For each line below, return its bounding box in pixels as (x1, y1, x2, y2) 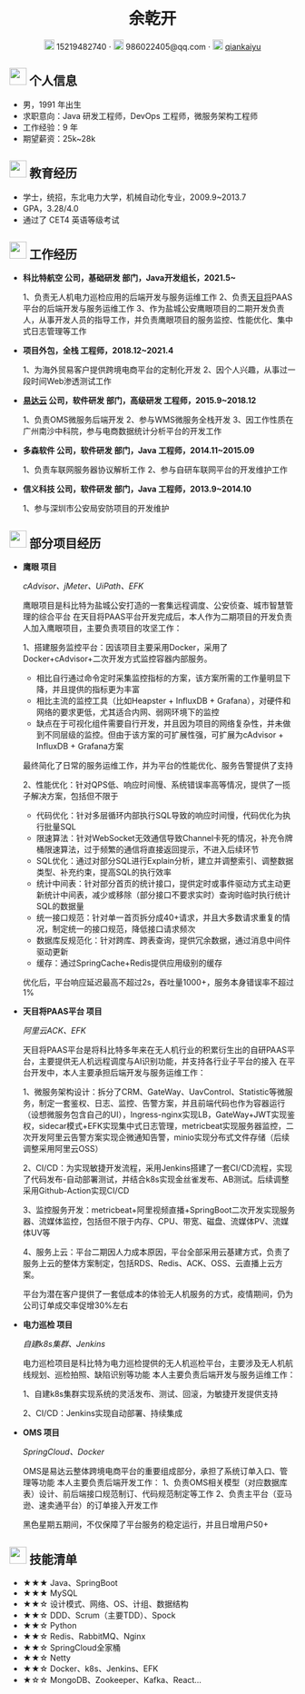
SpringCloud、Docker (22, 1446, 105, 1458)
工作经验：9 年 (22, 122, 79, 133)
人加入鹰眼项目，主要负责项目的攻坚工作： (22, 623, 182, 634)
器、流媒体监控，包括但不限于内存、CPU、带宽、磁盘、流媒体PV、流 (22, 1216, 281, 1227)
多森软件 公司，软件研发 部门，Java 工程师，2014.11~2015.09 (22, 445, 255, 456)
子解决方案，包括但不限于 (22, 791, 119, 802)
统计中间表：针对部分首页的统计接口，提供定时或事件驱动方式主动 (35, 878, 283, 889)
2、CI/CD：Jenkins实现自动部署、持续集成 (22, 1408, 183, 1419)
